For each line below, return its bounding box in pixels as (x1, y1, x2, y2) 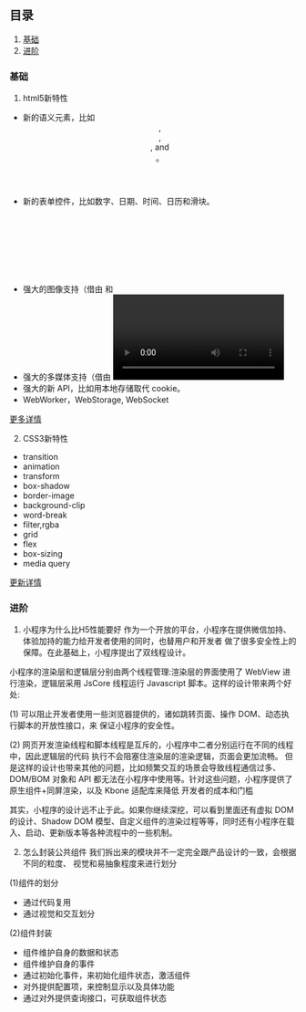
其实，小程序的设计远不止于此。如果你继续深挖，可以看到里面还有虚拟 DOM (9, 805, 294, 816)
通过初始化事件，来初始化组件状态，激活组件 (22, 970, 191, 981)
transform (22, 471, 61, 482)
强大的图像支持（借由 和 (22, 284, 114, 295)
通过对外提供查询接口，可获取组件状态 (22, 993, 167, 1004)
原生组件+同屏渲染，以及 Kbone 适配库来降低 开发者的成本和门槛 (9, 785, 253, 796)
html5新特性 (22, 93, 68, 104)
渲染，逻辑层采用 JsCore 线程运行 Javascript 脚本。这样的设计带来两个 (16, 678, 284, 689)
